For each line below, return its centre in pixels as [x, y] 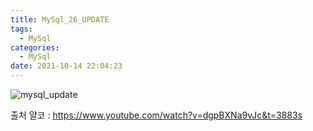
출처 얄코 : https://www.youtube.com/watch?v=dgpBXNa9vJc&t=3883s [156, 115]
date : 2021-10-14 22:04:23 [66, 66]
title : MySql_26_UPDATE [60, 19]
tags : [21, 29]
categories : [35, 47]
